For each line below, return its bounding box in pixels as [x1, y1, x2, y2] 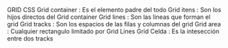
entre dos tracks [7, 34, 53, 43]
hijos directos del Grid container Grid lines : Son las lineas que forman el [7, 13, 211, 21]
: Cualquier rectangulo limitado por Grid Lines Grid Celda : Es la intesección [7, 27, 220, 35]
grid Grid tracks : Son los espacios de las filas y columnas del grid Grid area [7, 20, 221, 28]
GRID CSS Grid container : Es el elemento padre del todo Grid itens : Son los [7, 6, 221, 14]
